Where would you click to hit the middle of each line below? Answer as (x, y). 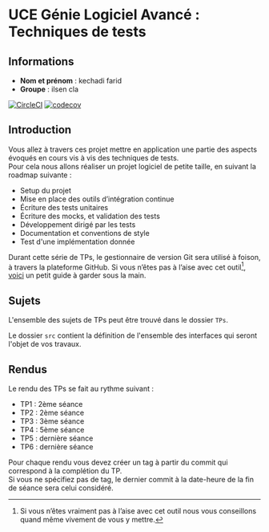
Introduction (40, 130)
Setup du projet (46, 190)
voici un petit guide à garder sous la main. (77, 275)
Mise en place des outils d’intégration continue (97, 199)
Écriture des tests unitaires (64, 207)
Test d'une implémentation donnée (77, 242)
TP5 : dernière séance (56, 438)
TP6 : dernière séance (56, 447)
